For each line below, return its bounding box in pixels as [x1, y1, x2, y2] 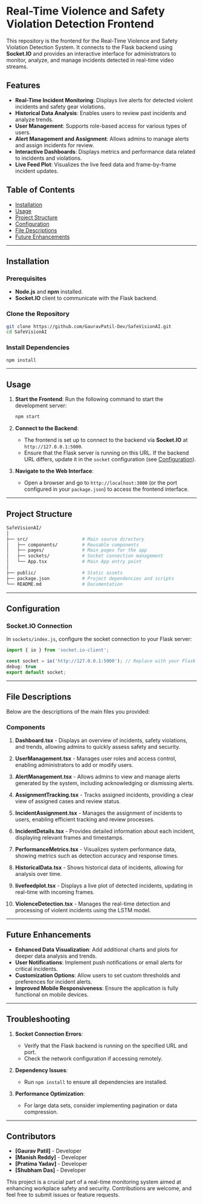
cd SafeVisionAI [6, 329, 47, 335]
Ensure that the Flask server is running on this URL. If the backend [24, 449, 189, 456]
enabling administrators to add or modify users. [14, 761, 134, 768]
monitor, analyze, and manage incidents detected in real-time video [6, 56, 174, 64]
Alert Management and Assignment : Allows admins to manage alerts [14, 135, 189, 142]
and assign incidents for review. [14, 141, 95, 149]
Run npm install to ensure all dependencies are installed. [24, 1078, 168, 1085]
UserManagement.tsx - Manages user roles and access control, [14, 755, 176, 762]
